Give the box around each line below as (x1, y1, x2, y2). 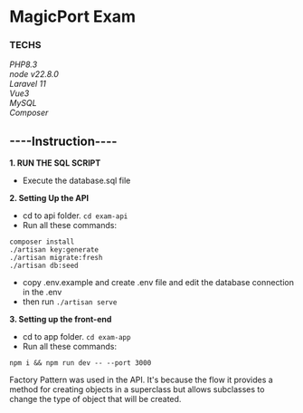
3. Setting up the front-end (9, 314, 112, 325)
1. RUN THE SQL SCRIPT (9, 158, 101, 168)
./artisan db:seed (9, 261, 79, 271)
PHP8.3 (9, 59, 38, 70)
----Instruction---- (9, 133, 118, 149)
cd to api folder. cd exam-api (22, 210, 128, 221)
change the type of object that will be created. (9, 394, 182, 405)
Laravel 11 (9, 79, 47, 90)
